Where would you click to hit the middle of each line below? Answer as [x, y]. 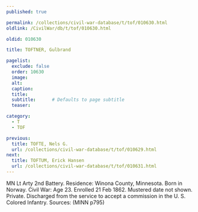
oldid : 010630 [24, 39]
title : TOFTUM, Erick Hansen [48, 161]
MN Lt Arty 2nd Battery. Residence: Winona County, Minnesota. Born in [94, 183]
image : [20, 77]
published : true [26, 12]
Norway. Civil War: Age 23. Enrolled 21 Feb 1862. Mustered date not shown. [100, 189]
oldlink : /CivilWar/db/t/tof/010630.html [59, 28]
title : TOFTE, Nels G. [40, 144]
